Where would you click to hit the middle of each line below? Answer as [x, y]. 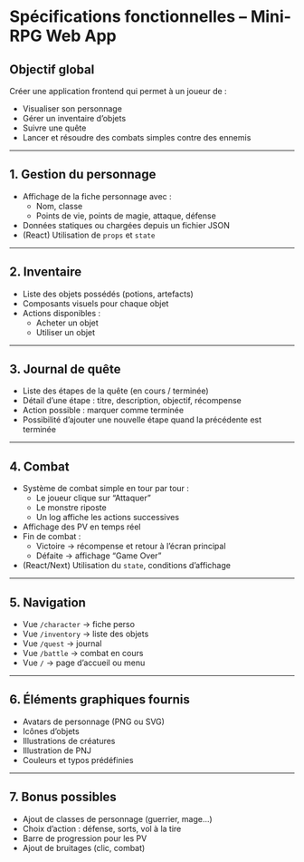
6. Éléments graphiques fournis [100, 700]
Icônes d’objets [51, 731]
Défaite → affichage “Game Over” [99, 556]
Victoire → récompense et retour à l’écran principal [131, 547]
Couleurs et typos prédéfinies [78, 760]
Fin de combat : [52, 537]
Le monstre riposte [71, 508]
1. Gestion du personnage [83, 174]
